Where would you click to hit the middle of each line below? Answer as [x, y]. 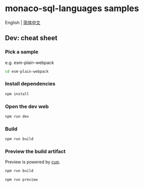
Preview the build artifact [35, 151]
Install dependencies [30, 84]
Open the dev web [27, 106]
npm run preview [21, 180]
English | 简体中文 [23, 22]
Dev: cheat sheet [31, 38]
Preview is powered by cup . [33, 162]
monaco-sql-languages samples [72, 8]
